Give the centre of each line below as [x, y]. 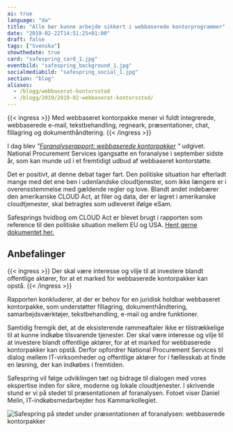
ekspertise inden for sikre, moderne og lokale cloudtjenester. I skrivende [111, 385]
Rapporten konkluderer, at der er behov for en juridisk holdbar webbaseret [114, 299]
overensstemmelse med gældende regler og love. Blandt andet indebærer [113, 189]
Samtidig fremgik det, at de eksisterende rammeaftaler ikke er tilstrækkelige [116, 327]
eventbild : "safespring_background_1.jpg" [70, 65]
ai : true [20, 14]
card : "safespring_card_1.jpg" [53, 59]
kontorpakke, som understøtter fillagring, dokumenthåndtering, [97, 307]
